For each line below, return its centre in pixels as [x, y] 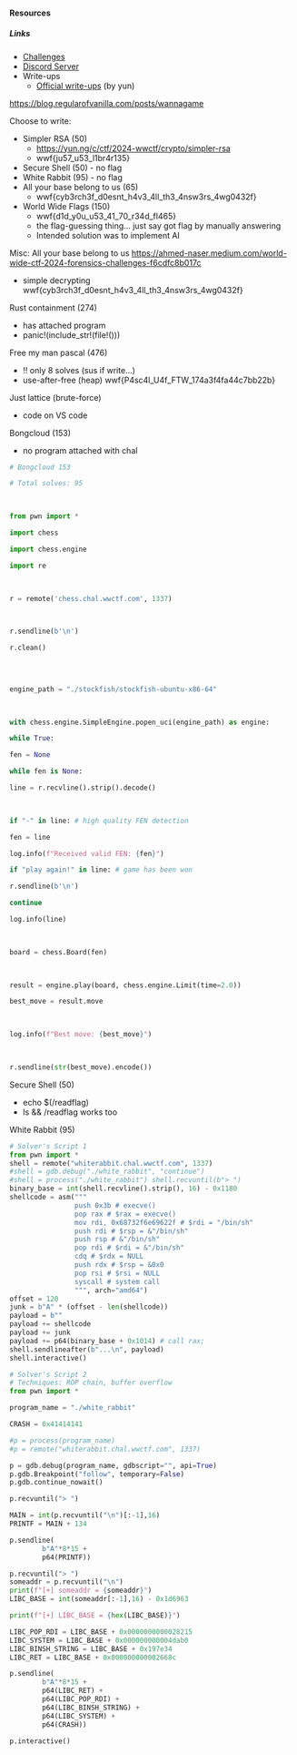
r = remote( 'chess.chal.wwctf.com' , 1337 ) [91, 598]
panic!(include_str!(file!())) [71, 335]
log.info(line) [38, 920]
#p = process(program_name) [63, 1440]
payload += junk [40, 1333]
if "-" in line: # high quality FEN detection [99, 821]
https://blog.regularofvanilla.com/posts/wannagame [107, 103]
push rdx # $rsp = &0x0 [119, 1265]
